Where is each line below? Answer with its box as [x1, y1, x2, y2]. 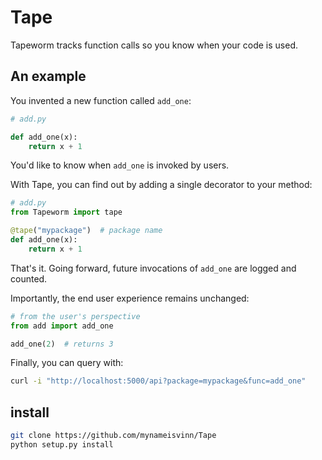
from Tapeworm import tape [10, 207, 123, 218]
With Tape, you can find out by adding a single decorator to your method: [10, 179, 313, 191]
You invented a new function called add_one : [10, 94, 192, 106]
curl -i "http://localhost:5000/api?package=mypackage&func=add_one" [10, 376, 307, 386]
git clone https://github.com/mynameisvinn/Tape [10, 431, 217, 441]
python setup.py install [10, 439, 114, 450]
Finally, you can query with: [10, 357, 124, 369]
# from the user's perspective [10, 311, 141, 321]
